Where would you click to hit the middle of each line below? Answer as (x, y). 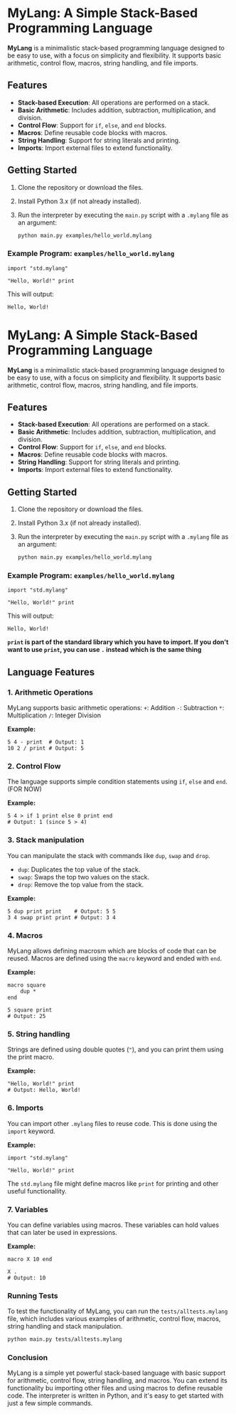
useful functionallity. (37, 1191)
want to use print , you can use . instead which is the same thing (104, 650)
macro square (27, 985)
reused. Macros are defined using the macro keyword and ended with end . (115, 958)
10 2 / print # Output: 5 (45, 749)
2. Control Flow (34, 766)
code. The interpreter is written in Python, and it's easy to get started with (116, 1396)
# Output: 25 (27, 1017)
